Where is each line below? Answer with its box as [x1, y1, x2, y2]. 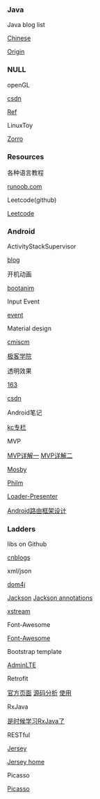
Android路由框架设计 [7, 507, 67, 515]
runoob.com [7, 182, 42, 190]
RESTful [7, 731, 31, 739]
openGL [7, 81, 30, 89]
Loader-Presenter [7, 492, 58, 501]
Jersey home [7, 758, 45, 766]
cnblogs [7, 553, 31, 562]
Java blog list [7, 21, 45, 29]
